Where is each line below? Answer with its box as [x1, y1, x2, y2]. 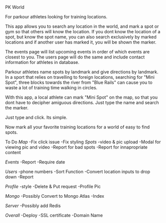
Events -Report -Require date [5, 159, 66, 165]
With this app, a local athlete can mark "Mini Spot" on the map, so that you [5, 94, 158, 100]
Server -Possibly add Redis [5, 203, 61, 209]
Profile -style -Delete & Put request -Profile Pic [5, 183, 101, 189]
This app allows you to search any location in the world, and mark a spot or [5, 23, 159, 29]
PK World [5, 4, 25, 10]
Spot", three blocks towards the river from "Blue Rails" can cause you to [5, 79, 153, 85]
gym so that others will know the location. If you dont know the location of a [5, 29, 161, 34]
